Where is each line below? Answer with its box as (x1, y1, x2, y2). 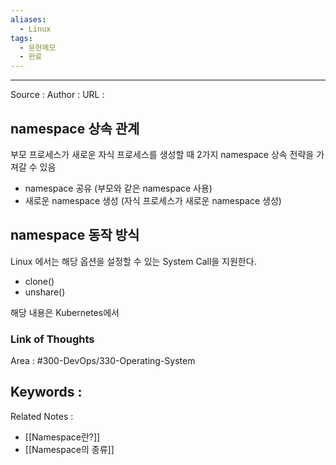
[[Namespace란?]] (24, 431, 101, 443)
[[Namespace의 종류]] (24, 443, 115, 455)
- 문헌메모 (19, 42, 57, 53)
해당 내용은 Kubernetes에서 (10, 306, 120, 318)
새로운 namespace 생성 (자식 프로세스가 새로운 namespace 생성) (24, 194, 282, 206)
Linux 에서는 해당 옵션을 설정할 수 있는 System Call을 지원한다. (10, 255, 257, 267)
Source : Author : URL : (10, 89, 105, 101)
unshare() (24, 286, 66, 298)
